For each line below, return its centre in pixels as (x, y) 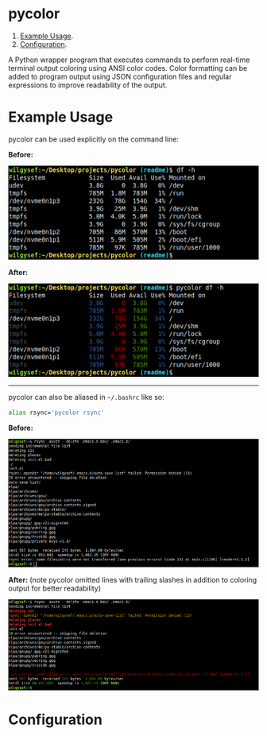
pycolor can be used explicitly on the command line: (93, 139)
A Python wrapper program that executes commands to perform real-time (129, 60)
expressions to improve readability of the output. (88, 85)
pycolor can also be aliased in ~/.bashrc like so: (86, 397)
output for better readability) (55, 588)
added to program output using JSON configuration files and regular (120, 76)
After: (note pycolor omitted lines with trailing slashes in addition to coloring (133, 579)
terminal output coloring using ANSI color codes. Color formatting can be (128, 68)
